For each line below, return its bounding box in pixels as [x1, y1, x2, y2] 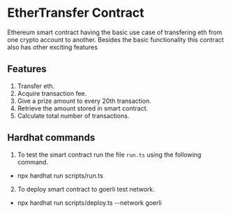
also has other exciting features [7, 43, 98, 51]
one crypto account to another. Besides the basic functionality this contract [7, 35, 225, 43]
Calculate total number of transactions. [17, 111, 130, 120]
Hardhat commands [7, 131, 96, 144]
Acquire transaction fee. [17, 89, 87, 97]
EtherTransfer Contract [7, 5, 144, 21]
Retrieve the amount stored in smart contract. [17, 104, 149, 113]
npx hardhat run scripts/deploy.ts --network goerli [17, 198, 162, 207]
